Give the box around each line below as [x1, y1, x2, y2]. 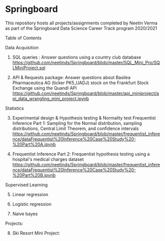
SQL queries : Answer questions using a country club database [12, 54, 141, 60]
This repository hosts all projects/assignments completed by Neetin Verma [5, 20, 158, 26]
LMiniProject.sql [12, 65, 46, 71]
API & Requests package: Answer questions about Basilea [12, 74, 131, 80]
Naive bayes [12, 211, 38, 217]
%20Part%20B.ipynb [12, 172, 56, 178]
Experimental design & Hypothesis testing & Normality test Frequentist [12, 115, 156, 120]
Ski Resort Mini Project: [12, 230, 60, 236]
